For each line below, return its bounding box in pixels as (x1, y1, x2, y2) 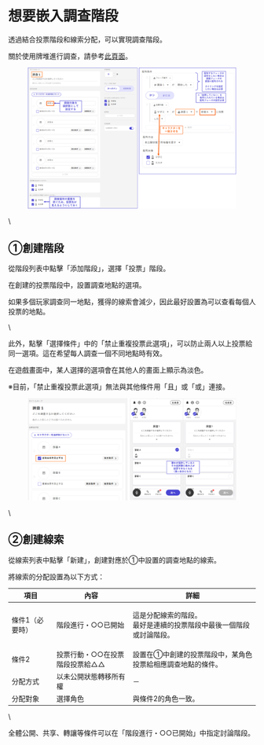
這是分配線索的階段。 (132, 611, 202, 620)
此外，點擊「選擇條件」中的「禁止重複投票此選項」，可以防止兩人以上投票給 (8, 339, 253, 348)
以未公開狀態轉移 (56, 671, 112, 681)
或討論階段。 (132, 630, 174, 640)
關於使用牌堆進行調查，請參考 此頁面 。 (8, 51, 132, 61)
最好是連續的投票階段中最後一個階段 (132, 620, 250, 629)
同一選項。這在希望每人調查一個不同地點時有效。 (8, 349, 167, 358)
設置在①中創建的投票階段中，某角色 (132, 649, 253, 659)
